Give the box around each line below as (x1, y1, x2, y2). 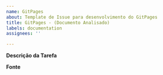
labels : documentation (6, 25, 62, 31)
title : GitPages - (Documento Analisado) (6, 19, 110, 25)
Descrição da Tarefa (6, 52, 57, 59)
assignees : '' (6, 31, 41, 37)
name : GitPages (6, 8, 44, 15)
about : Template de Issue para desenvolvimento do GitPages (6, 14, 158, 20)
